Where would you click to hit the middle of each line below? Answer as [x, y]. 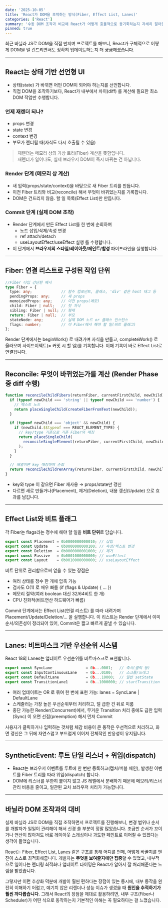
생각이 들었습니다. [23, 841]
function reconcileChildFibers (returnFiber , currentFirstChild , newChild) [85, 395]
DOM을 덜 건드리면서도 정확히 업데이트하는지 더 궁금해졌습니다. [72, 50]
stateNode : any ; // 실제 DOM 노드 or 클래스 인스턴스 [69, 320]
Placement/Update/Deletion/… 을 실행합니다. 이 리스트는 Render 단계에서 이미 [83, 617]
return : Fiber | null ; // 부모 [42, 315]
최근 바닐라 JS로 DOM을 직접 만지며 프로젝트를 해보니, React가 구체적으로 [77, 44]
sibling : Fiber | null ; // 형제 [42, 310]
